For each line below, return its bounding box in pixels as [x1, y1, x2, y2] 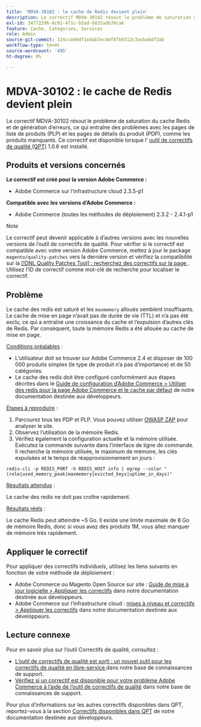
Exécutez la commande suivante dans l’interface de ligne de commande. [14, 442, 194, 449]
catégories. [14, 367, 43, 375]
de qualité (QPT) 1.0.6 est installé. [6, 142, 89, 150]
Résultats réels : [6, 505, 46, 512]
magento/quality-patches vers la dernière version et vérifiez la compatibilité [6, 253, 193, 261]
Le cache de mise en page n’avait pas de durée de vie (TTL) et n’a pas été [6, 312, 188, 319]
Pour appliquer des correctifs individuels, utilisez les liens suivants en [6, 563, 178, 570]
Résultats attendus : [6, 481, 56, 489]
